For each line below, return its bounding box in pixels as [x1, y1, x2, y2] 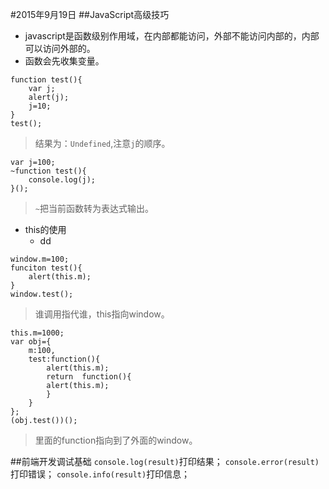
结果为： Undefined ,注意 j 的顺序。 [34, 138, 171, 149]
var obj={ [10, 337, 52, 347]
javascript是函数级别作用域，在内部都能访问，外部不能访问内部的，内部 [24, 30, 320, 42]
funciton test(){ [10, 263, 83, 273]
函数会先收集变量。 [24, 55, 105, 67]
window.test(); [10, 289, 74, 299]
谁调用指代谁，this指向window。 [34, 308, 170, 320]
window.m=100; [10, 254, 70, 264]
